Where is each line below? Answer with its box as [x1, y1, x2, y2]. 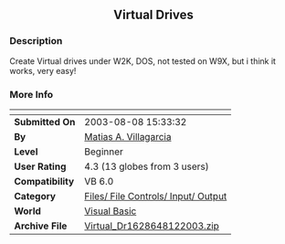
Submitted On [14, 115, 76, 128]
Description [9, 35, 63, 48]
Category [14, 189, 57, 202]
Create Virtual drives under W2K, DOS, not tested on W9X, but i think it [9, 55, 277, 67]
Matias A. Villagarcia [84, 130, 172, 143]
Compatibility [14, 175, 75, 187]
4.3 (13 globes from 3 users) [84, 160, 210, 173]
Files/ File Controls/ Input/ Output [84, 189, 227, 202]
